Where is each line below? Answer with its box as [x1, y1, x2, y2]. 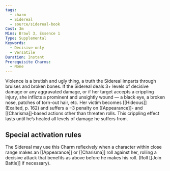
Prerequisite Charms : [5, 59, 51, 64]
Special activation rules [5, 130, 81, 139]
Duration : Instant [5, 54, 44, 60]
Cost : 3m [5, 26, 24, 31]
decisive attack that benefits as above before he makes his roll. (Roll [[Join [5, 154, 162, 160]
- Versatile [10, 50, 36, 55]
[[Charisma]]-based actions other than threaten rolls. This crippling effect [5, 110, 159, 117]
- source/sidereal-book [10, 21, 60, 27]
